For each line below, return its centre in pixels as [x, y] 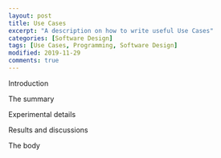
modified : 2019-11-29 [45, 53]
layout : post [30, 16]
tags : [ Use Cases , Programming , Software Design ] [93, 46]
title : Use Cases [37, 23]
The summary [31, 99]
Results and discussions [48, 130]
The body [24, 145]
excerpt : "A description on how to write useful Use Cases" [111, 30]
